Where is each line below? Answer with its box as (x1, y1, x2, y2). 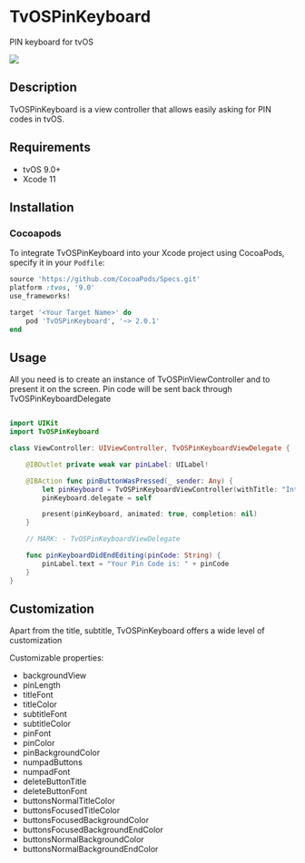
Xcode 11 (22, 173, 56, 184)
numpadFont (22, 767, 71, 778)
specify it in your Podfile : (9, 257, 105, 269)
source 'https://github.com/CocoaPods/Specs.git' (9, 275, 202, 284)
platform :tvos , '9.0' (9, 283, 95, 292)
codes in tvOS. (9, 113, 65, 124)
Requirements (9, 140, 91, 155)
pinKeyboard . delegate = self (42, 493, 152, 503)
